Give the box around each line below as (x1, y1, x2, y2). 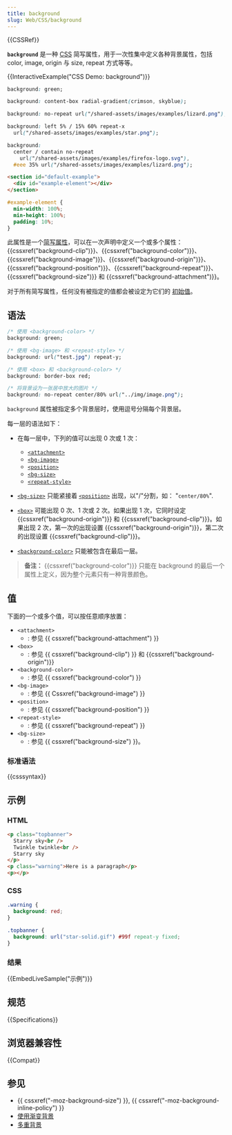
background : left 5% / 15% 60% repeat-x (7, 123, 126, 130)
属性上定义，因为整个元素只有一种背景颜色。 (23, 570, 152, 579)
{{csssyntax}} (7, 772, 47, 781)
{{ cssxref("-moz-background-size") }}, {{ (17, 1096, 137, 1105)
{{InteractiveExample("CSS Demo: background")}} (7, 72, 151, 80)
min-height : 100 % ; (13, 212, 67, 218)
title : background (7, 10, 60, 17)
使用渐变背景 (17, 1112, 54, 1120)
